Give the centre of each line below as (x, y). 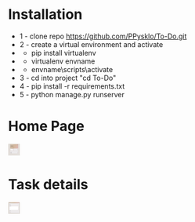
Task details (48, 185)
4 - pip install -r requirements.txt (72, 86)
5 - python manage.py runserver (72, 94)
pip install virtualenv (63, 53)
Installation (45, 15)
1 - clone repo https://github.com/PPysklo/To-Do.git (103, 36)
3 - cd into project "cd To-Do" (68, 78)
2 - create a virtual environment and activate (91, 44)
